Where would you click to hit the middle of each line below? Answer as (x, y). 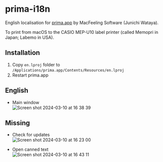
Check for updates (31, 135)
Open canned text (30, 149)
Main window (26, 102)
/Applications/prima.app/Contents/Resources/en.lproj (68, 70)
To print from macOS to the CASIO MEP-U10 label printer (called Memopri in (82, 32)
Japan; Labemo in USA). (30, 37)
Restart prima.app (30, 75)
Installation (23, 53)
